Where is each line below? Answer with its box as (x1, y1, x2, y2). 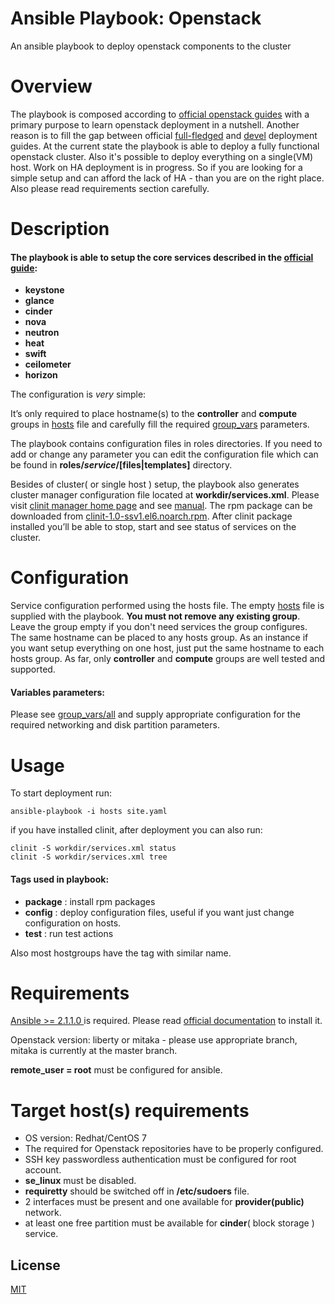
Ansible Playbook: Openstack (10, 7, 262, 30)
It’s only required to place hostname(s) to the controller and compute (10, 408, 298, 420)
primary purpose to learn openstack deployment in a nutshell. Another (10, 118, 300, 131)
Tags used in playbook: (10, 873, 110, 885)
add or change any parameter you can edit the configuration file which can (10, 448, 319, 461)
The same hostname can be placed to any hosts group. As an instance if (10, 632, 309, 644)
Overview (10, 75, 93, 98)
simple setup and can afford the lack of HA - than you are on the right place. (10, 172, 325, 184)
